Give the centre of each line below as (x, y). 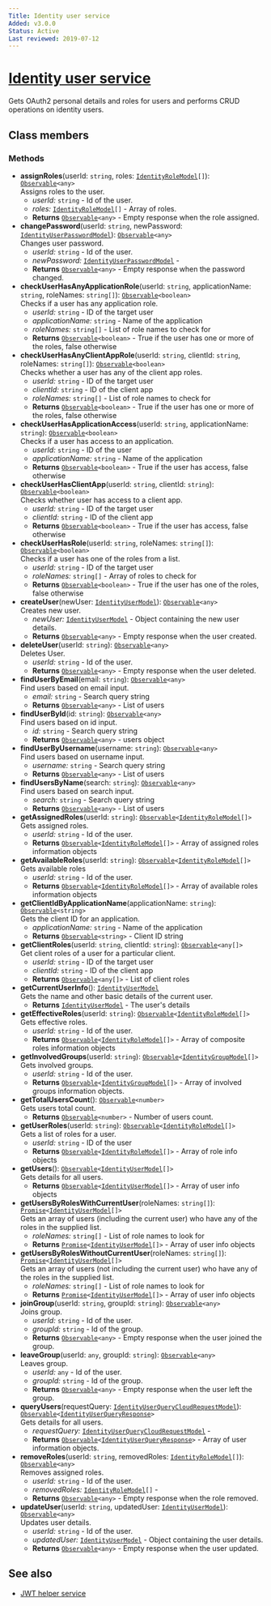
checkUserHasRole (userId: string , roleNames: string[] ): (117, 543)
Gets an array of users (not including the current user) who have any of (139, 1268)
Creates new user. (50, 610)
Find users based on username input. (82, 756)
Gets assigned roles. (54, 825)
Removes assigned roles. (62, 1472)
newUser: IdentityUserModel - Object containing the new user (136, 619)
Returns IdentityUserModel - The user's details (111, 1005)
